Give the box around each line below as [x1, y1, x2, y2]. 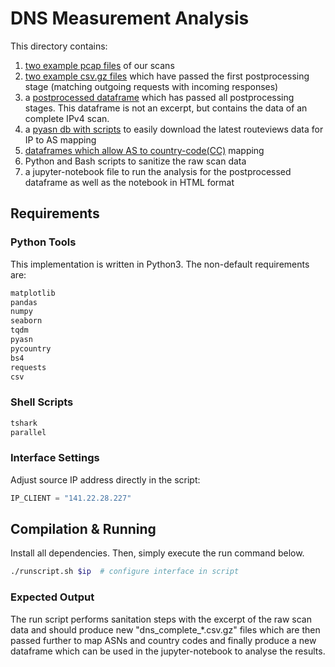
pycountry [10, 343, 52, 354]
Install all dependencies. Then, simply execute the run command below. [10, 547, 305, 559]
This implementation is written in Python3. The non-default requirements [10, 258, 310, 270]
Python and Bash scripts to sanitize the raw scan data [24, 155, 247, 167]
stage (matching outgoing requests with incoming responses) [24, 80, 279, 92]
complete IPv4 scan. [24, 112, 110, 124]
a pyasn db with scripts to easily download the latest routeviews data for [24, 123, 324, 135]
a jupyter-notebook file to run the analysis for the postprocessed [24, 165, 292, 177]
